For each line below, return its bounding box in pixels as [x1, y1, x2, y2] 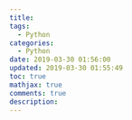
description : [9, 97, 59, 106]
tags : [9, 22, 30, 31]
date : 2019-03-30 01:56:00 [9, 55, 111, 64]
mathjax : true [9, 80, 63, 89]
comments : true [9, 88, 67, 97]
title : [9, 13, 34, 23]
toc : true [9, 72, 47, 81]
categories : [9, 38, 54, 48]
